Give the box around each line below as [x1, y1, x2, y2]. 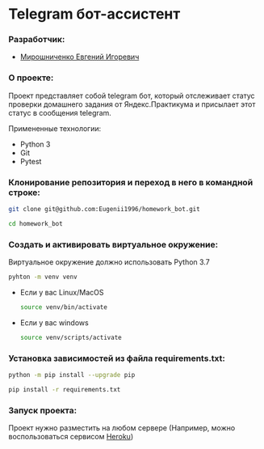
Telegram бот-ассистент [8, 5, 181, 23]
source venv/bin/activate [19, 303, 107, 311]
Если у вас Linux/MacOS [19, 288, 104, 297]
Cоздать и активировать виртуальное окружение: [8, 239, 219, 250]
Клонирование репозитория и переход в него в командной [8, 176, 254, 188]
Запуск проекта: [8, 405, 78, 416]
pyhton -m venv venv [8, 273, 78, 282]
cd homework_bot [8, 219, 63, 227]
